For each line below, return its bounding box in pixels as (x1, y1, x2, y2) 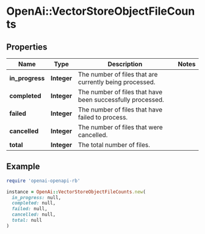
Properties (6, 42, 48, 52)
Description (107, 60, 143, 68)
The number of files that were (78, 123, 163, 131)
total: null (12, 217, 43, 224)
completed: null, (12, 200, 56, 206)
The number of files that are (78, 70, 158, 78)
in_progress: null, (12, 194, 62, 200)
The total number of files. (78, 141, 151, 149)
